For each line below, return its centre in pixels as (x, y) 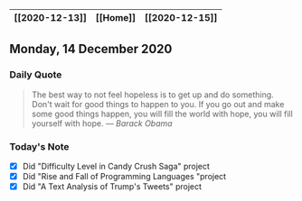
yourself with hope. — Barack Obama (102, 123)
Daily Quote (36, 75)
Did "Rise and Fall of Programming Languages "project (124, 177)
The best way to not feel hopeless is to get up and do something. (152, 95)
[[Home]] (116, 18)
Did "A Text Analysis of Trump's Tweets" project (112, 187)
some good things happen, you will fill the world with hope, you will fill (162, 114)
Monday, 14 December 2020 (91, 49)
